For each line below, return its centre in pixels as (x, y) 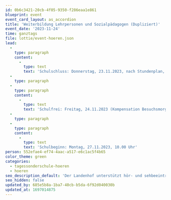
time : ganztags (21, 34)
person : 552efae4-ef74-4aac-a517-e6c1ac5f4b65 (55, 152)
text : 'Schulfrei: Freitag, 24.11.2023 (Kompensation (82, 109)
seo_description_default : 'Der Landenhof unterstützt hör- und (74, 176)
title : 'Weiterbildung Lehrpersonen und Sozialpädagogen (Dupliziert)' (83, 24)
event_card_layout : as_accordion (41, 19)
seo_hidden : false (25, 180)
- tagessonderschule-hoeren (40, 166)
